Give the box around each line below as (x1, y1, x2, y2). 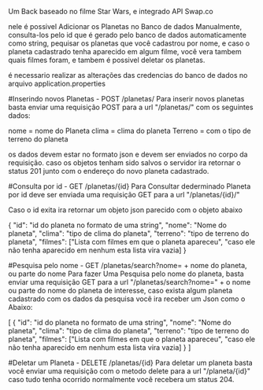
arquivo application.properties (8, 79, 106, 88)
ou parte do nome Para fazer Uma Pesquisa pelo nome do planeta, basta (8, 269, 244, 278)
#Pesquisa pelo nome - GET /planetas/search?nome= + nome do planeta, (8, 261, 247, 270)
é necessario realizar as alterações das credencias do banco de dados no (8, 71, 248, 79)
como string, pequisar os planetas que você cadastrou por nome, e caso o (8, 39, 250, 48)
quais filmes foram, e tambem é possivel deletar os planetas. (8, 55, 206, 64)
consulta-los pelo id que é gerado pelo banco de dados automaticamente (8, 31, 246, 39)
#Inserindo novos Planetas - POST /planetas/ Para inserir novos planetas (8, 94, 245, 103)
